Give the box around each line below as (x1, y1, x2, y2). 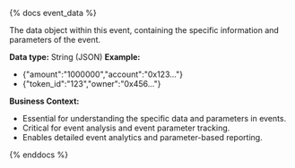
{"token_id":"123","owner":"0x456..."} (22, 79, 161, 88)
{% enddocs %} (9, 149, 69, 160)
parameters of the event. (9, 35, 101, 45)
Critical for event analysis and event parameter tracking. (22, 122, 230, 133)
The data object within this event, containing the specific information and (9, 25, 280, 35)
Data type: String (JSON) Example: (9, 52, 141, 62)
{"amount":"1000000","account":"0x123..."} (22, 69, 184, 80)
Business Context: (9, 96, 80, 106)
